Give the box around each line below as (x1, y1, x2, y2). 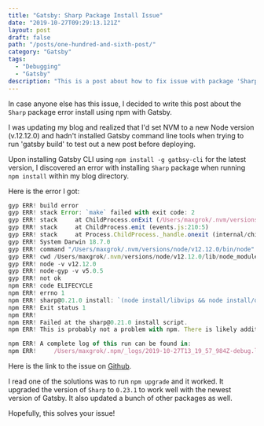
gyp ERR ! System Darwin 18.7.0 (8, 237, 111, 246)
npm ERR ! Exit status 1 (8, 303, 86, 311)
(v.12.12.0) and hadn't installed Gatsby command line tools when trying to (8, 130, 244, 140)
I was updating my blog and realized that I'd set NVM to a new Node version (8, 123, 255, 132)
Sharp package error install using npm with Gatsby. (8, 107, 173, 116)
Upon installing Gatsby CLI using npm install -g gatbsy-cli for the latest (8, 154, 247, 163)
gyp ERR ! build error (8, 201, 79, 209)
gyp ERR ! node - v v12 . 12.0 (8, 260, 97, 268)
